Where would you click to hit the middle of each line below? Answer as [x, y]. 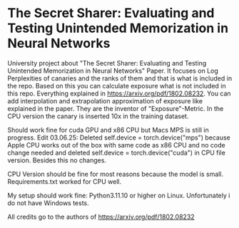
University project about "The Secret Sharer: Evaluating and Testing [107, 63]
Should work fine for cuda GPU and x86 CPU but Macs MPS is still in [108, 130]
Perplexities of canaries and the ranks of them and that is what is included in [120, 78]
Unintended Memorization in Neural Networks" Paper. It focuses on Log [113, 71]
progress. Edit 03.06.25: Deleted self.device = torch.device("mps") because [119, 138]
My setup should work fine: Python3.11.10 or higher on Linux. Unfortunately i [119, 195]
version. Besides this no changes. [57, 160]
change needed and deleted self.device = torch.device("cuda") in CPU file [117, 152]
